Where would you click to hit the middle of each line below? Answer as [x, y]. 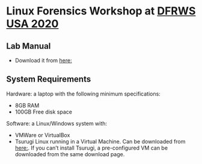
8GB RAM [27, 105]
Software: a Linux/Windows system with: [57, 123]
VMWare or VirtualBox [42, 135]
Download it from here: [43, 60]
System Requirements [49, 79]
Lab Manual [29, 46]
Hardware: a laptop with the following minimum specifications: [83, 94]
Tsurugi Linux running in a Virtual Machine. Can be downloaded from [100, 141]
